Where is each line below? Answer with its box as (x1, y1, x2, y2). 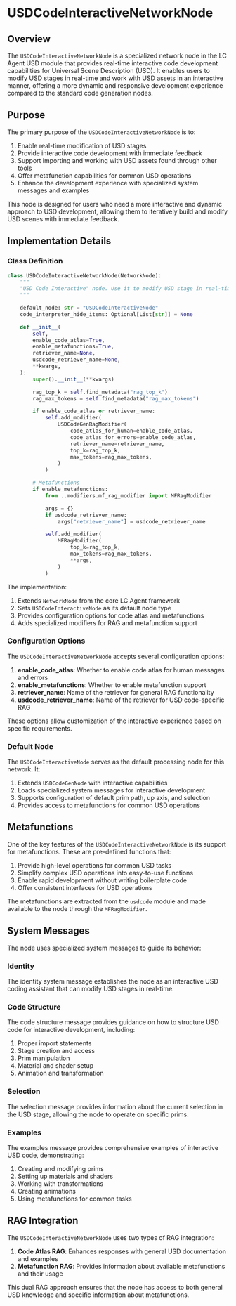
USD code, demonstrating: (7, 1151, 84, 1159)
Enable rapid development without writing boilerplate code (17, 876, 188, 884)
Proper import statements (17, 1039, 92, 1047)
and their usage (17, 1269, 63, 1278)
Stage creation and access (17, 1047, 96, 1055)
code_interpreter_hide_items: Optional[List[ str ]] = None (20, 311, 193, 318)
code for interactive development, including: (7, 1026, 136, 1034)
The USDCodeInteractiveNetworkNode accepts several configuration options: (7, 652, 225, 660)
